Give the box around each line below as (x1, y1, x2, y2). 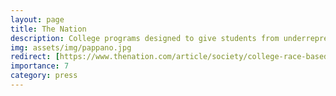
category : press (10, 71, 78, 81)
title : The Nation (10, 24, 87, 34)
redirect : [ (10, 52, 60, 62)
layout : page (10, 14, 65, 25)
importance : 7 (10, 61, 70, 71)
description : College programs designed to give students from (10, 33, 280, 43)
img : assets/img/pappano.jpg (10, 42, 132, 53)
